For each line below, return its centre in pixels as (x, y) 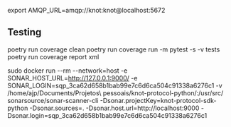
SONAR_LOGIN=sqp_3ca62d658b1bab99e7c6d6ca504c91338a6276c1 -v (115, 85)
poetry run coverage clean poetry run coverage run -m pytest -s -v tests (114, 49)
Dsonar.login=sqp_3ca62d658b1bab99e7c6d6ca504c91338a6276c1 (107, 115)
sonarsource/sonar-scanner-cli (53, 100)
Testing (25, 32)
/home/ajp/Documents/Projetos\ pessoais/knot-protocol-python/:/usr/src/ (116, 93)
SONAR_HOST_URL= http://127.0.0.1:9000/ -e (72, 78)
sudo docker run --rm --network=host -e (68, 71)
